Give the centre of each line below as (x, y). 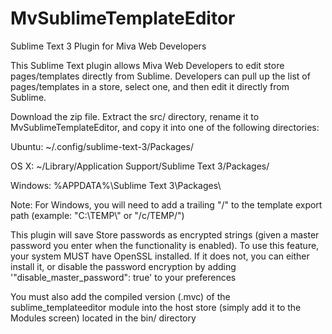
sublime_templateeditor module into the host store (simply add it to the (156, 307)
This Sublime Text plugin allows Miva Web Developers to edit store (147, 65)
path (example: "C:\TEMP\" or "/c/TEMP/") (97, 215)
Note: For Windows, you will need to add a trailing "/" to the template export (166, 204)
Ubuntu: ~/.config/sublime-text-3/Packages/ (102, 146)
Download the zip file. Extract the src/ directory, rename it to (135, 116)
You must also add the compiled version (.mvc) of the (120, 296)
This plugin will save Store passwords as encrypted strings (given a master (165, 234)
